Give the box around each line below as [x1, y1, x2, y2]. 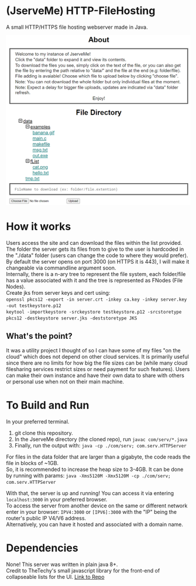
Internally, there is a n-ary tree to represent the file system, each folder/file [6, 271, 186, 278]
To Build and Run [6, 399, 90, 412]
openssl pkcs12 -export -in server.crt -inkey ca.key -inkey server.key [6, 297, 187, 303]
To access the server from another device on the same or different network [6, 502, 188, 509]
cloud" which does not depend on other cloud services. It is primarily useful [6, 353, 189, 360]
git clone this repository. [14, 429, 73, 436]
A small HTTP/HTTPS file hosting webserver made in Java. [6, 23, 148, 31]
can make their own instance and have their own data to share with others [6, 372, 184, 379]
